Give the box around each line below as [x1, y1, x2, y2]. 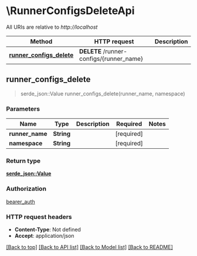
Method [30, 37, 53, 45]
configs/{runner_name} [79, 54, 144, 63]
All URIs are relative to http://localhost [6, 23, 98, 30]
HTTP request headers [6, 213, 72, 221]
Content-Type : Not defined [14, 226, 81, 233]
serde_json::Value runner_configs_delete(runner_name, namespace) [20, 90, 186, 97]
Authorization [6, 185, 47, 193]
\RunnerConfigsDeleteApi [6, 4, 135, 18]
